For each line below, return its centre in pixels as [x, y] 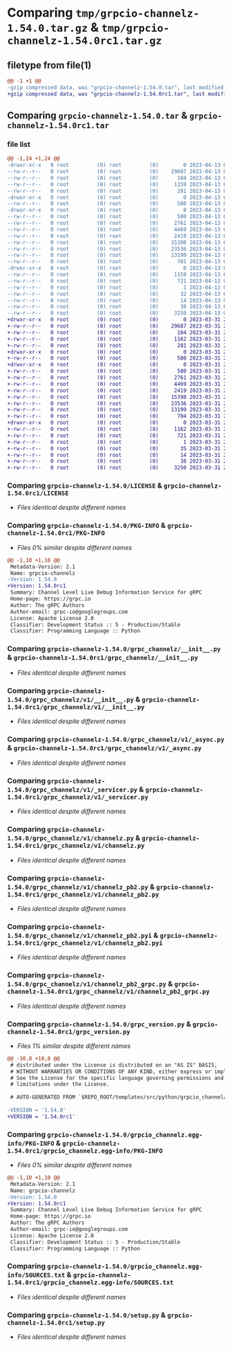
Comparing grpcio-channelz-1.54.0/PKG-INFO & [87, 526]
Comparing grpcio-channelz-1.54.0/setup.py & [87, 1315]
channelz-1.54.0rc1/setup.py [56, 1322]
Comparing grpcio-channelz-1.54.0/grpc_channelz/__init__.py [114, 649]
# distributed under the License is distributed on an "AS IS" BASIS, [114, 1065]
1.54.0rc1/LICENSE [38, 494]
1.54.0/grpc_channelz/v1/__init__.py [71, 700]
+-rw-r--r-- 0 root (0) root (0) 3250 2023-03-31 [114, 468]
